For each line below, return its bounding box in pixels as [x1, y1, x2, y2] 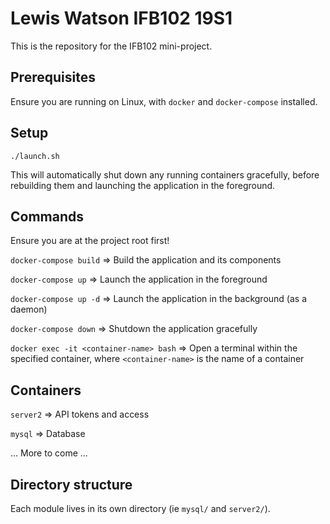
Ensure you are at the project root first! [10, 235, 170, 247]
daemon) [10, 303, 48, 316]
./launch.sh [10, 151, 60, 161]
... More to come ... [10, 447, 88, 459]
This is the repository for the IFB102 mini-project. [10, 40, 213, 52]
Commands [10, 208, 85, 225]
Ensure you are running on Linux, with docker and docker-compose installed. [10, 95, 318, 107]
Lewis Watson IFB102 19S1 [10, 7, 233, 30]
